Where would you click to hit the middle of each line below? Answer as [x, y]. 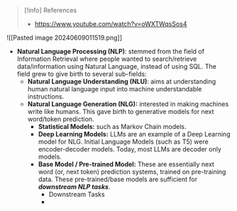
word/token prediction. [61, 119]
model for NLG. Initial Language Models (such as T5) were [123, 142]
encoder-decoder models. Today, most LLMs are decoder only [129, 149]
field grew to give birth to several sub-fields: [82, 74]
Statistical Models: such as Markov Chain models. [112, 126]
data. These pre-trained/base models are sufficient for [118, 179]
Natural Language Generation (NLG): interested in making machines [128, 104]
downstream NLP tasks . [74, 187]
